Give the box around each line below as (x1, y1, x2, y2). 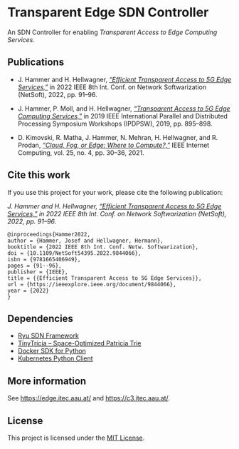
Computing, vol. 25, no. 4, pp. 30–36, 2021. (17, 148, 144, 157)
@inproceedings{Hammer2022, (7, 231, 91, 238)
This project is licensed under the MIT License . (7, 433, 145, 442)
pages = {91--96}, (7, 262, 62, 269)
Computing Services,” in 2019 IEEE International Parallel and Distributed (17, 111, 228, 120)
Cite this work (7, 169, 70, 181)
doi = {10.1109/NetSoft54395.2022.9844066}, (7, 249, 142, 257)
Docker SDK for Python (17, 347, 87, 355)
